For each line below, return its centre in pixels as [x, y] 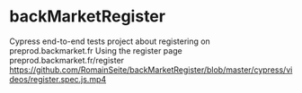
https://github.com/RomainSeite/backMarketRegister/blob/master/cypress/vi [151, 70]
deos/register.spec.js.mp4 [58, 79]
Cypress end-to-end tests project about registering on [110, 41]
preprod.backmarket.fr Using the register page [96, 50]
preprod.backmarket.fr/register [67, 60]
